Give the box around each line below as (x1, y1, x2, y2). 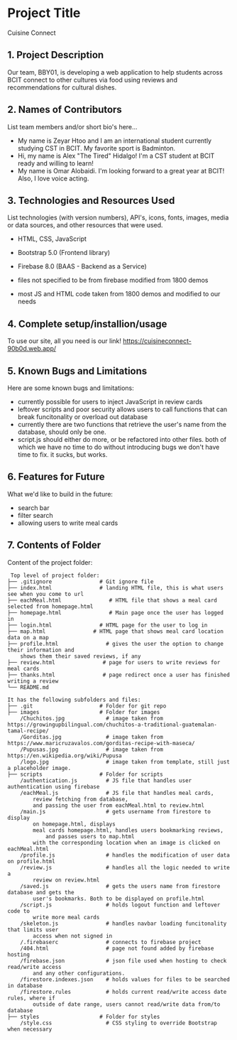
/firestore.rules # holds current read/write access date (20, 988, 227, 995)
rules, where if (7, 995, 55, 1002)
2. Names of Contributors (7, 104, 122, 116)
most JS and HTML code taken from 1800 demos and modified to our (17, 290, 221, 298)
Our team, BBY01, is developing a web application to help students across (7, 67, 224, 76)
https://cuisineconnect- (123, 337, 192, 345)
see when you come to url (7, 590, 84, 597)
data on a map (7, 634, 50, 641)
